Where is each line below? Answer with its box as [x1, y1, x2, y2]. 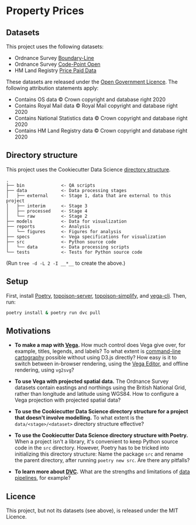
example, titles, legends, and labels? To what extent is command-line [14, 348, 181, 355]
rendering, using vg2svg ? [14, 366, 74, 373]
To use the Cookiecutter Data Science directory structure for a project [14, 408, 188, 415]
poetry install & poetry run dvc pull [6, 309, 101, 315]
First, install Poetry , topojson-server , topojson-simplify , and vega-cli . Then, [6, 292, 187, 299]
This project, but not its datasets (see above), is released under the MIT [6, 507, 178, 514]
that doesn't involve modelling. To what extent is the [14, 414, 144, 421]
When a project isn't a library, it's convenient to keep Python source [14, 438, 178, 445]
